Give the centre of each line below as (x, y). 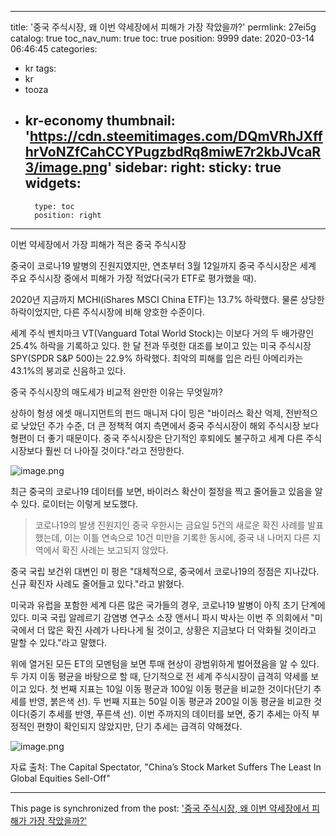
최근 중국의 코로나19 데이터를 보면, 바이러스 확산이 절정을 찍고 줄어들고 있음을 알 (166, 491)
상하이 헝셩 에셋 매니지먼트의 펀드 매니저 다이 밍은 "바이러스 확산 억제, (147, 413)
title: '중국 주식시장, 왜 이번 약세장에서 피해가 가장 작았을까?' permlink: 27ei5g (163, 27)
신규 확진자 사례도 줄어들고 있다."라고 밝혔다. (97, 583)
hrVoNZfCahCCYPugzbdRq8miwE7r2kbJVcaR (173, 152)
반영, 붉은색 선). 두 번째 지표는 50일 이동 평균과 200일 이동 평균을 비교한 (170, 701)
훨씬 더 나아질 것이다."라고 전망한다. (114, 450)
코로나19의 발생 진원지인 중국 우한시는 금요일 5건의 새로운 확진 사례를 (170, 525)
